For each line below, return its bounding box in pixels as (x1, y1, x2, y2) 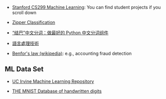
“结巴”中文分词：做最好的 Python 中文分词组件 (12, 30, 109, 36)
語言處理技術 (12, 40, 39, 46)
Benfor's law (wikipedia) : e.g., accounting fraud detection (12, 50, 132, 56)
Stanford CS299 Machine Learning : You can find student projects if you (12, 5, 161, 10)
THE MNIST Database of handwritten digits (12, 88, 102, 94)
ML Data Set (5, 65, 44, 73)
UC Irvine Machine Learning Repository (12, 78, 94, 84)
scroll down (12, 10, 36, 16)
